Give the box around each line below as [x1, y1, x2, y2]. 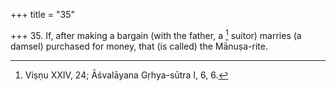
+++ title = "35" [10, 9, 75, 20]
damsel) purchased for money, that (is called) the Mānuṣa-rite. [10, 40, 268, 52]
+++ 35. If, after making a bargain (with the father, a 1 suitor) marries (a [10, 28, 302, 41]
